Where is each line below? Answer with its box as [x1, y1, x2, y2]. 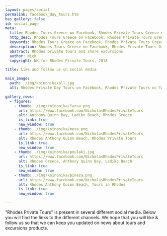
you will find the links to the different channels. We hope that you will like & [5, 215, 158, 220]
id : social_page [5, 21, 39, 26]
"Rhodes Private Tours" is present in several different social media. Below [5, 209, 156, 215]
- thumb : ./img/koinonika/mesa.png [14, 127, 88, 132]
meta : [5, 26, 16, 31]
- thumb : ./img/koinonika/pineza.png [14, 172, 92, 178]
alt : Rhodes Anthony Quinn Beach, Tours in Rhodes [18, 182, 126, 187]
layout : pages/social [5, 7, 50, 12]
